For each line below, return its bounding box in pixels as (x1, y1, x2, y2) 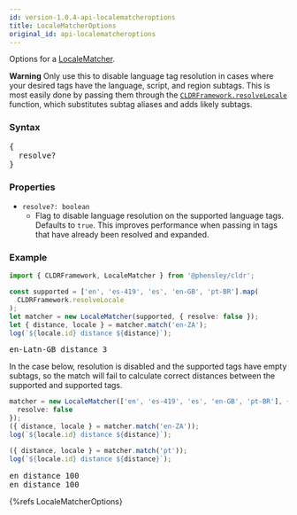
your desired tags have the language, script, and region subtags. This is (9, 81, 270, 91)
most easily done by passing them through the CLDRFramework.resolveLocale (9, 90, 287, 100)
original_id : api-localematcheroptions (9, 29, 156, 38)
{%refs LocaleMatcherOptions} (9, 495, 123, 506)
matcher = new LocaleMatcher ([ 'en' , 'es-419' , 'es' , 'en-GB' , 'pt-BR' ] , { (9, 397, 291, 406)
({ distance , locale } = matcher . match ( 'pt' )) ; (9, 446, 188, 455)
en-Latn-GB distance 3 (9, 345, 108, 355)
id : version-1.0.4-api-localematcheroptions (9, 12, 176, 22)
